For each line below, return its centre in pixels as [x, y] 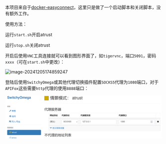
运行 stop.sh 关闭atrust [28, 45]
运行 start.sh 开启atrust [29, 35]
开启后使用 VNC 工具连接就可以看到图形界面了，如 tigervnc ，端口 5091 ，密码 [81, 56]
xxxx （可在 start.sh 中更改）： [35, 62]
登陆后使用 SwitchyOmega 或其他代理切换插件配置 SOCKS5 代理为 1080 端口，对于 [82, 82]
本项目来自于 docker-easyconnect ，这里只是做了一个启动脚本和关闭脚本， [81, 7]
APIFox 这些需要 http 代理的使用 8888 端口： [47, 88]
